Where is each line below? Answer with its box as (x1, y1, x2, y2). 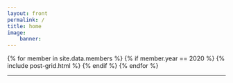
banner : (19, 36, 42, 43)
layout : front (7, 10, 49, 17)
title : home (7, 23, 42, 29)
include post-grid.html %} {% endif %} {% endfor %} (7, 62, 159, 70)
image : (7, 29, 26, 36)
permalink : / (7, 16, 45, 23)
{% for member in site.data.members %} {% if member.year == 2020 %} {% (7, 54, 225, 62)
